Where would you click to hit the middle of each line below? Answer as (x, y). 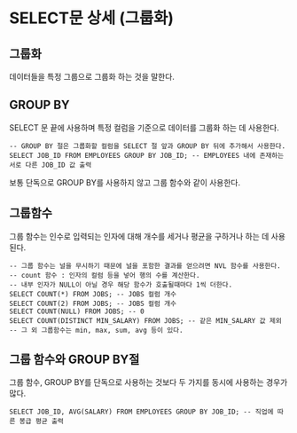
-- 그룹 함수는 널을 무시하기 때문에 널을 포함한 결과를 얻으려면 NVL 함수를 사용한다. (145, 266)
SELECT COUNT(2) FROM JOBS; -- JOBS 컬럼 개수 (93, 303)
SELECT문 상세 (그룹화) (92, 18)
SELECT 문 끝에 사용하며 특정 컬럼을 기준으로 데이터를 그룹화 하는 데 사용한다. (144, 127)
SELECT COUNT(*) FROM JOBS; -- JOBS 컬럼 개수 (93, 294)
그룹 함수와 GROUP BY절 (74, 360)
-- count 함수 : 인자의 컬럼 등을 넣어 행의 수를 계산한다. (105, 275)
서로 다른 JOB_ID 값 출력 (51, 165)
